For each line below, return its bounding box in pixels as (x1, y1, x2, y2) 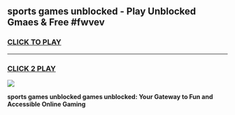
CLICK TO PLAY (7, 38, 62, 47)
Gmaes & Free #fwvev (7, 17, 105, 29)
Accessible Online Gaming (7, 100, 86, 108)
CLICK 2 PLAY (7, 63, 56, 73)
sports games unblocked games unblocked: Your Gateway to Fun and (7, 92, 213, 100)
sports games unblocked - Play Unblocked (7, 6, 197, 17)
